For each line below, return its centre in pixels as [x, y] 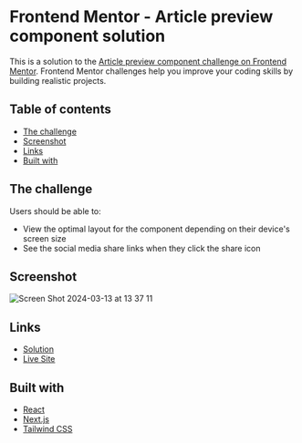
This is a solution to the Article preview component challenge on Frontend [148, 61]
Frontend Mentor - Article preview [141, 17]
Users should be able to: [56, 211]
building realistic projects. [58, 80]
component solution [88, 36]
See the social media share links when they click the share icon [142, 248]
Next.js [36, 419]
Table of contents [60, 110]
